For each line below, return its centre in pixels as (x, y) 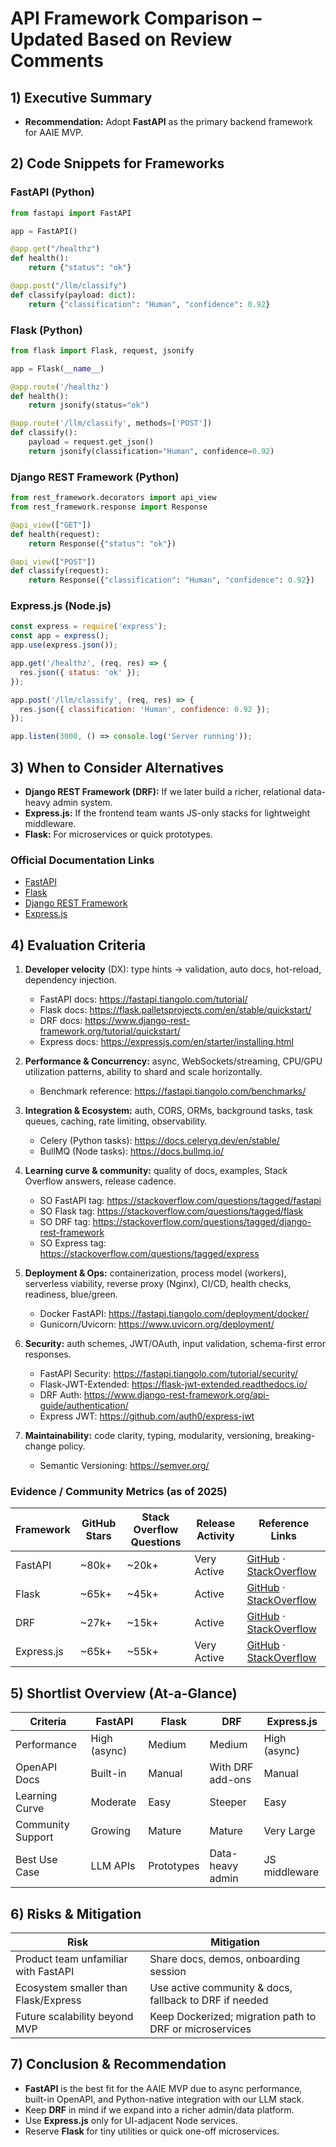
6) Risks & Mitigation (76, 1913)
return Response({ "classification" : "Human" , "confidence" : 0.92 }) (171, 580)
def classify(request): (60, 571)
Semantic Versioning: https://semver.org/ (124, 1466)
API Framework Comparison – (136, 18)
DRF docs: (61, 1021)
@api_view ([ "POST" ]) (53, 562)
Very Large (289, 1831)
